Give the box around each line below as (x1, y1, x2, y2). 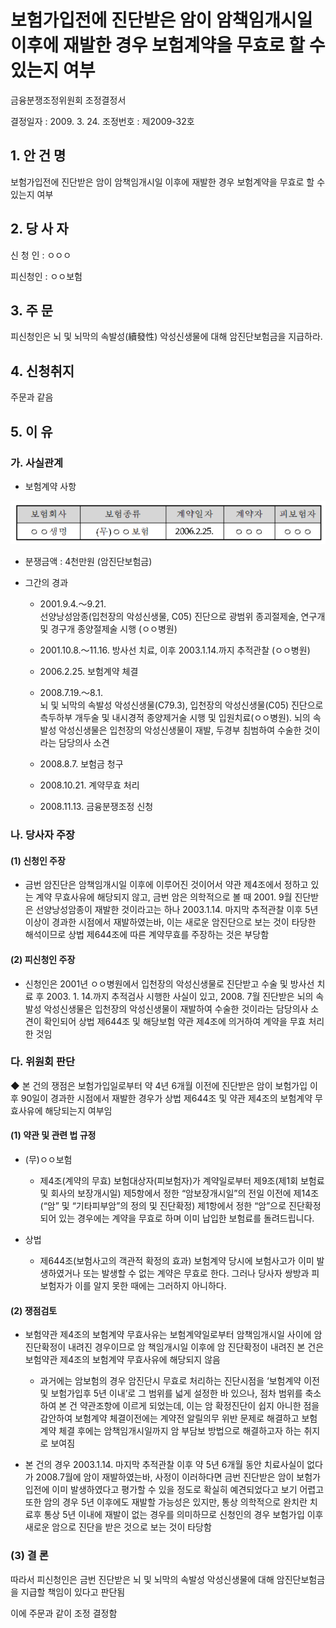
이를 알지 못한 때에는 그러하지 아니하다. (74, 1280, 227, 1292)
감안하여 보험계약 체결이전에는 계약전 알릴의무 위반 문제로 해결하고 (39, 1412, 300, 1425)
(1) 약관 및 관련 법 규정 (10, 1129, 97, 1141)
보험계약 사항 (24, 480, 77, 492)
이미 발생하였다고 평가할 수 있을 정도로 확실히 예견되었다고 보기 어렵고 (51, 1484, 325, 1496)
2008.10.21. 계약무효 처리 (39, 779, 140, 791)
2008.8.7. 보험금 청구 (39, 758, 124, 770)
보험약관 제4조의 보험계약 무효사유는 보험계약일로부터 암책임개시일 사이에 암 (24, 1329, 323, 1341)
